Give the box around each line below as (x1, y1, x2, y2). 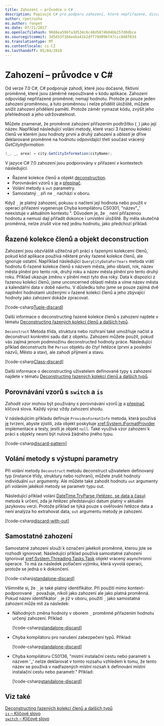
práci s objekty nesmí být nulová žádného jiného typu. (5, 431, 114, 436)
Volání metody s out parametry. (12, 185, 76, 191)
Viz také (5, 692, 31, 701)
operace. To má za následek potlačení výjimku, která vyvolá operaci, (5, 560, 143, 566)
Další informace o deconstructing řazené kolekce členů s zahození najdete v (5, 314, 159, 320)
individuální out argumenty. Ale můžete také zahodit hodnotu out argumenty (5, 478, 158, 484)
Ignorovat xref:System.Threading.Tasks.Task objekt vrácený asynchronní (5, 556, 152, 561)
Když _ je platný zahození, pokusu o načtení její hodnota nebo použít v (5, 200, 147, 206)
